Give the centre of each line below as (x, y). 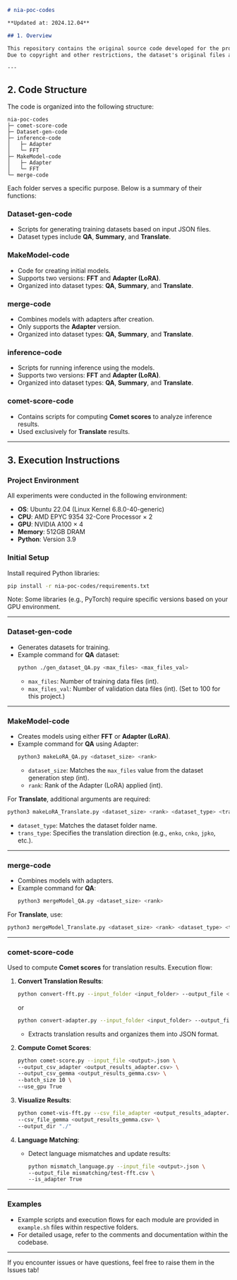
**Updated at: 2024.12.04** (49, 23)
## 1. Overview (30, 35)
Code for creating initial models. (64, 270)
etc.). (25, 840)
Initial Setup (28, 557)
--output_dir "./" (44, 1126)
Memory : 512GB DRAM (51, 532)
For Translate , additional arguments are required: (79, 799)
